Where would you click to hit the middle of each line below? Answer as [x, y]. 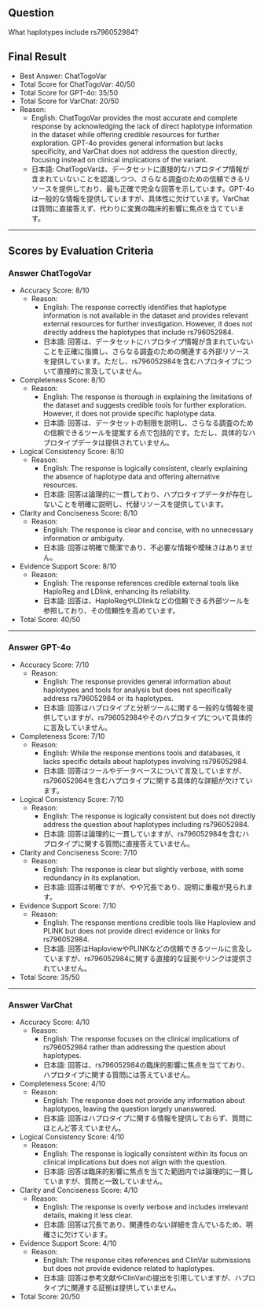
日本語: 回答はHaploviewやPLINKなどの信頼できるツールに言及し [148, 948]
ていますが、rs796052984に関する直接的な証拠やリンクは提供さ [148, 958]
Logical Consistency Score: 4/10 [72, 1137]
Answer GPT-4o [40, 647]
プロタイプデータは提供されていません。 [108, 443]
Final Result [37, 57]
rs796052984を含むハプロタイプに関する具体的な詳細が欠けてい [148, 781]
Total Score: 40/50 [50, 620]
